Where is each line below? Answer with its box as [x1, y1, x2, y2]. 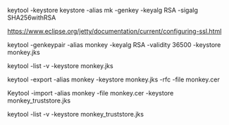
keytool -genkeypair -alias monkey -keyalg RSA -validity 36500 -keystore [7, 41, 221, 48]
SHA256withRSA [7, 13, 56, 22]
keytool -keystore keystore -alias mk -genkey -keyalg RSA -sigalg [7, 6, 199, 14]
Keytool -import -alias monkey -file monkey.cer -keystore [7, 89, 174, 97]
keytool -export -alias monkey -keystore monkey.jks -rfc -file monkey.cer [7, 75, 220, 84]
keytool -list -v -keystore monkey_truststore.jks [7, 110, 144, 118]
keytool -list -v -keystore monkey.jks [7, 62, 114, 70]
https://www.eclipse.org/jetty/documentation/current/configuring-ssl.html [7, 27, 222, 35]
